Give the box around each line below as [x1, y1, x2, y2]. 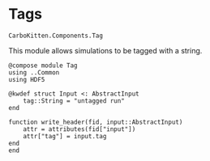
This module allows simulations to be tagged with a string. [8, 45, 203, 55]
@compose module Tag [8, 61, 79, 70]
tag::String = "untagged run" [23, 96, 126, 105]
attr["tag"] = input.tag [23, 132, 107, 140]
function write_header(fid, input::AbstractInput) [8, 118, 183, 126]
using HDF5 [8, 75, 45, 83]
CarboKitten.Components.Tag [8, 32, 104, 40]
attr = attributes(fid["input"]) [23, 125, 136, 133]
